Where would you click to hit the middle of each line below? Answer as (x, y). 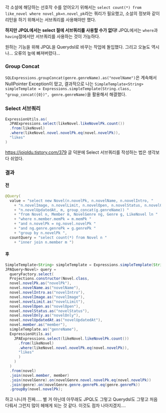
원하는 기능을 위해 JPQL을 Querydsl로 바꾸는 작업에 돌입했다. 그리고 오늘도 (78, 47)
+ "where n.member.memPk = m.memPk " (53, 219)
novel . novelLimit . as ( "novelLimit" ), (47, 301)
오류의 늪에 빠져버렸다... (37, 53)
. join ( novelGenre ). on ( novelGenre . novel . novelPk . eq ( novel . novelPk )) (81, 380)
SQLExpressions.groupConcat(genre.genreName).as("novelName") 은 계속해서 (81, 78)
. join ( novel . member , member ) (40, 375)
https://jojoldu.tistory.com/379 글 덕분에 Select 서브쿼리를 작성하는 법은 (76, 152)
